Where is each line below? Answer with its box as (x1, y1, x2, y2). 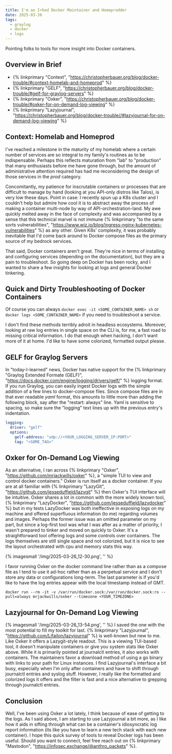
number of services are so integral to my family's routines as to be (5, 152, 145, 158)
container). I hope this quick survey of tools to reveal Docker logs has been (5, 732, 164, 739)
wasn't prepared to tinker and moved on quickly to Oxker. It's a (5, 527, 138, 533)
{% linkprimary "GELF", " (12, 85, 66, 91)
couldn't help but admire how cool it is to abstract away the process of (5, 200, 155, 206)
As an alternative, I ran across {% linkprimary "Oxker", (5, 467, 119, 473)
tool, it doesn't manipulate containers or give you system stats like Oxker (5, 644, 159, 650)
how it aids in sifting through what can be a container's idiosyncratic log (5, 721, 157, 727)
